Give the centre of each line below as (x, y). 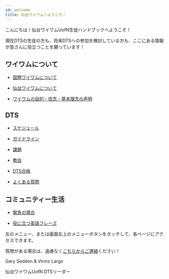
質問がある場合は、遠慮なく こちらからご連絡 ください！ (63, 251)
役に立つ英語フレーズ (35, 223)
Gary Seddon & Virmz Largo (34, 261)
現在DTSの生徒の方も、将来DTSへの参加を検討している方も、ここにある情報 (84, 41)
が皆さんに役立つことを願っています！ (45, 47)
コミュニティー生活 (35, 199)
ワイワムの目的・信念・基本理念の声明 (52, 99)
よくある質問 (26, 182)
